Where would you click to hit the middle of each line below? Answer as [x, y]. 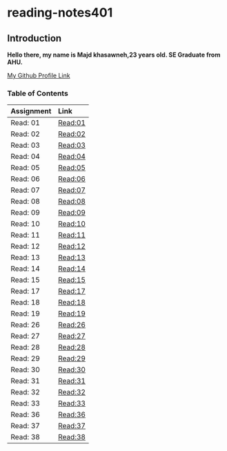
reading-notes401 [60, 13]
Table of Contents [38, 93]
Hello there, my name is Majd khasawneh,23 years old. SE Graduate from [114, 55]
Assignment [31, 111]
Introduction [34, 38]
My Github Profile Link [39, 75]
